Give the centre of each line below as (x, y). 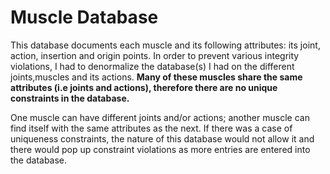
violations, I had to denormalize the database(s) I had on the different (152, 66)
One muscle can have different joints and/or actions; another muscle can (160, 117)
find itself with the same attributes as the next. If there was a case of (151, 128)
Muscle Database (84, 17)
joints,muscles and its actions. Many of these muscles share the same (156, 77)
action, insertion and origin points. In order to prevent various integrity (155, 55)
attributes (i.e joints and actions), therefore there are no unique (144, 87)
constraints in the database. (70, 98)
